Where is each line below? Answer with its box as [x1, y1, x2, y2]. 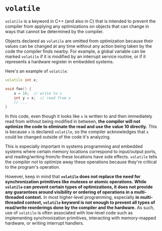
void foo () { [5, 86, 32, 91]
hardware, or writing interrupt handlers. [5, 220, 84, 226]
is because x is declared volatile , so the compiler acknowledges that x [5, 129, 149, 135]
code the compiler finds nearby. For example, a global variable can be [5, 48, 146, 54]
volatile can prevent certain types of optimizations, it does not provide [5, 184, 153, 190]
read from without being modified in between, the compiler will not [5, 118, 141, 124]
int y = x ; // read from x [14, 96, 71, 100]
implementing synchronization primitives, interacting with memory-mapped [5, 215, 156, 221]
